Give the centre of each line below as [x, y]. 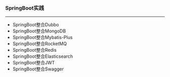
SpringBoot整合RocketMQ [40, 44]
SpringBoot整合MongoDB [39, 31]
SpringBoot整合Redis [34, 50]
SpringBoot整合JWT [34, 63]
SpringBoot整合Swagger [38, 69]
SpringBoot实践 [25, 8]
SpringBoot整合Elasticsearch [43, 56]
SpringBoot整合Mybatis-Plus [42, 37]
